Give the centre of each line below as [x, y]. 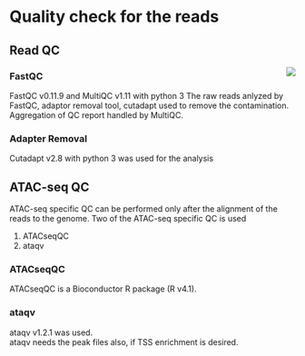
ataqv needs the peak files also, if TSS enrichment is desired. [124, 341]
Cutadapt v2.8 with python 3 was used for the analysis [112, 158]
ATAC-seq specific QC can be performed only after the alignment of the [144, 208]
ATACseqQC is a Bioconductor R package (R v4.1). [103, 289]
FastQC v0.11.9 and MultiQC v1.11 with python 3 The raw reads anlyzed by [147, 95]
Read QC [35, 50]
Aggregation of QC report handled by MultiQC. [97, 114]
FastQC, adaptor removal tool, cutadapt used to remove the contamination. [149, 105]
